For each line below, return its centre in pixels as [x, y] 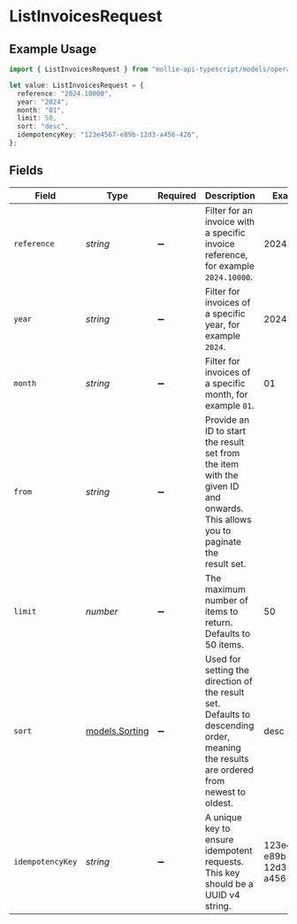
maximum [225, 589]
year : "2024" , [43, 102]
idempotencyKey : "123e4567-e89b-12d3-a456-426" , [108, 135]
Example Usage [53, 49]
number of [227, 600]
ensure [219, 839]
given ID [222, 486]
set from [222, 453]
